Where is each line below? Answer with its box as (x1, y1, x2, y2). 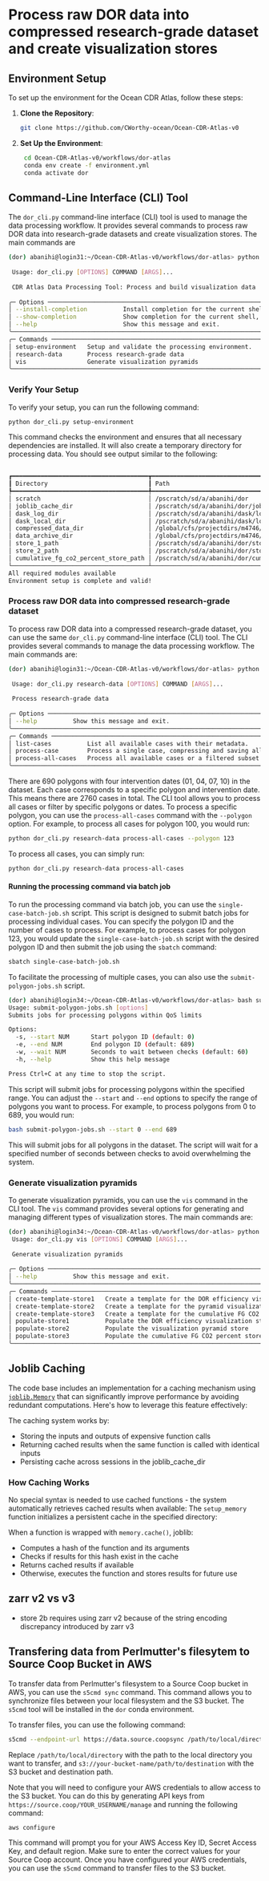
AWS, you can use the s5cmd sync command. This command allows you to (8, 1687, 252, 1697)
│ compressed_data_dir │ (8, 524, 152, 532)
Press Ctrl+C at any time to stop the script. (8, 1070, 167, 1078)
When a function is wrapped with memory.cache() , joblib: (8, 1527, 194, 1537)
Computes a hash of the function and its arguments (19, 1543, 190, 1553)
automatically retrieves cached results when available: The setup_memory (8, 1503, 247, 1513)
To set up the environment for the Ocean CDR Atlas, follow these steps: (8, 93, 243, 102)
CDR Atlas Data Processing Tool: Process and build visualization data (11, 283, 256, 291)
